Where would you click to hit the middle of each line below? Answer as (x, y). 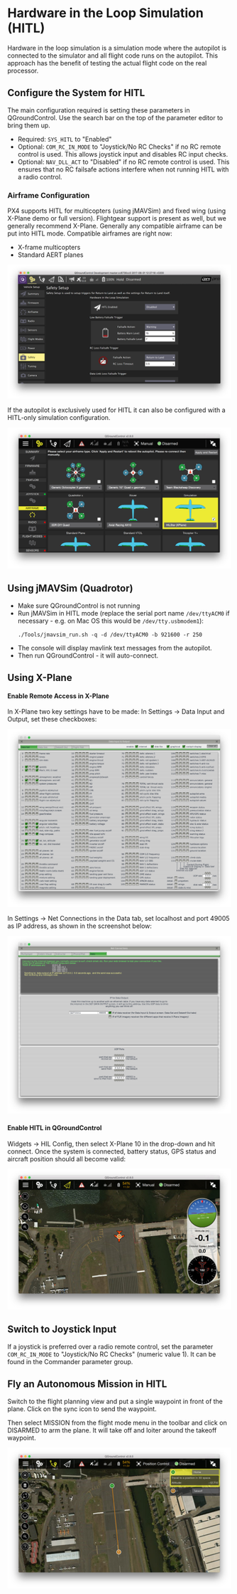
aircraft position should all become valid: (67, 1158)
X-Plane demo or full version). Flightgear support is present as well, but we (117, 218)
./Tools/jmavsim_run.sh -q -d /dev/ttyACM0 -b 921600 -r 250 (110, 635)
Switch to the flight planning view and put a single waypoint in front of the (115, 1401)
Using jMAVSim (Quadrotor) (70, 588)
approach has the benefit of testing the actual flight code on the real (107, 63)
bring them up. (29, 125)
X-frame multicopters (49, 248)
